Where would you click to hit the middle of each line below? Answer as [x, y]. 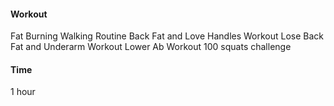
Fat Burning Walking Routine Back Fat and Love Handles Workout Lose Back [167, 36]
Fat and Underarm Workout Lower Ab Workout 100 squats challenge [151, 47]
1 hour [23, 92]
